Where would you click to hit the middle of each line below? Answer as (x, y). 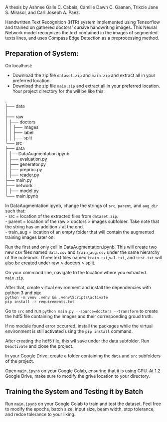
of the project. (20, 361)
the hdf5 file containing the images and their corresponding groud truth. (79, 316)
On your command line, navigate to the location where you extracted (76, 272)
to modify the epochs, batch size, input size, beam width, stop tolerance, (80, 409)
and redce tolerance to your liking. (40, 414)
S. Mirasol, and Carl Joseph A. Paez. (43, 12)
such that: (15, 211)
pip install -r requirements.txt (40, 302)
